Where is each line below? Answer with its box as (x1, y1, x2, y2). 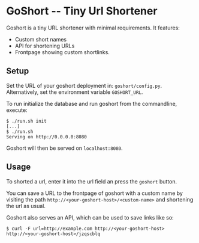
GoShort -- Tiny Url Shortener (6, 4, 158, 18)
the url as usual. (6, 202, 46, 209)
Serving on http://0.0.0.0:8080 (6, 134, 87, 140)
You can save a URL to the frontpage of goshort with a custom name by (6, 189, 183, 197)
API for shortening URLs (14, 42, 75, 49)
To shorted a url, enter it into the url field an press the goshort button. (6, 177, 177, 185)
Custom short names (14, 35, 67, 43)
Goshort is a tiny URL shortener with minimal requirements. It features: (6, 24, 180, 31)
